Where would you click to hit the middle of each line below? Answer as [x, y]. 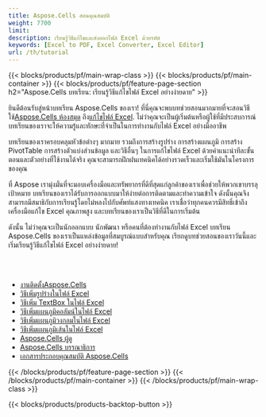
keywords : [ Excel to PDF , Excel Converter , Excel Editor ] [106, 45]
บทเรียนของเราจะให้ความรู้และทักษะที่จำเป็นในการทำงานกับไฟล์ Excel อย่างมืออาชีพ [118, 125]
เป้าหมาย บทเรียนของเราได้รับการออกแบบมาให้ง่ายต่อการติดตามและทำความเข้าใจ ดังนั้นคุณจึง [129, 193]
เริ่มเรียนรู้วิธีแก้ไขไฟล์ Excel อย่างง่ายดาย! [64, 245]
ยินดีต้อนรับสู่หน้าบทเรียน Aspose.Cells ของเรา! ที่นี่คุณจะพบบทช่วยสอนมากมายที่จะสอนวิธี [129, 108]
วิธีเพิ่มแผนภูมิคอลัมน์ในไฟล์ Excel [66, 311]
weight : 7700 [30, 23]
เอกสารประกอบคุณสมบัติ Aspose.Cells [74, 356]
